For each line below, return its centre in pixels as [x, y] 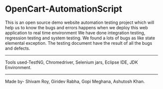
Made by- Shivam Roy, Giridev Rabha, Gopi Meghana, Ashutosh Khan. [75, 81]
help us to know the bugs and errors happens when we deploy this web [76, 27]
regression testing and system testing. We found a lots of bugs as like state [80, 38]
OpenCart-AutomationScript [64, 9]
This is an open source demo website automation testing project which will [80, 22]
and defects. [18, 48]
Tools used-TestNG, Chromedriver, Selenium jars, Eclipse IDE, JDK [72, 62]
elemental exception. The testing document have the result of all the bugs [79, 43]
